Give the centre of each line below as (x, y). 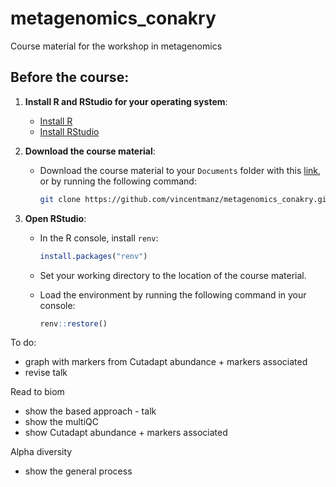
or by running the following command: (118, 181)
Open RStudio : (55, 218)
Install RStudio (69, 131)
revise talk (46, 373)
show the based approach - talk (90, 411)
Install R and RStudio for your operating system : (126, 101)
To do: (23, 343)
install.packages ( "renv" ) (93, 256)
